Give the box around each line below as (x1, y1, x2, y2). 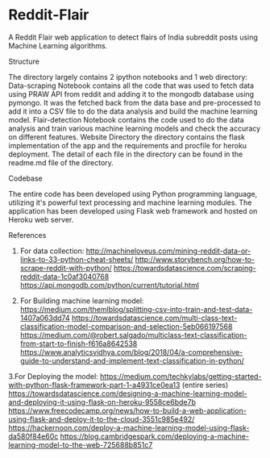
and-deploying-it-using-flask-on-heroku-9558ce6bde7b (8, 397, 196, 406)
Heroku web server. (8, 214, 74, 224)
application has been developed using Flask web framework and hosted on (8, 206, 258, 215)
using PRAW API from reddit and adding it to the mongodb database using (8, 89, 255, 98)
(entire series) (181, 380, 229, 389)
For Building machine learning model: (19, 296, 144, 306)
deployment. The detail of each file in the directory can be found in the (8, 149, 243, 159)
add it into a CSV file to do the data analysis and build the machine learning (8, 106, 258, 116)
